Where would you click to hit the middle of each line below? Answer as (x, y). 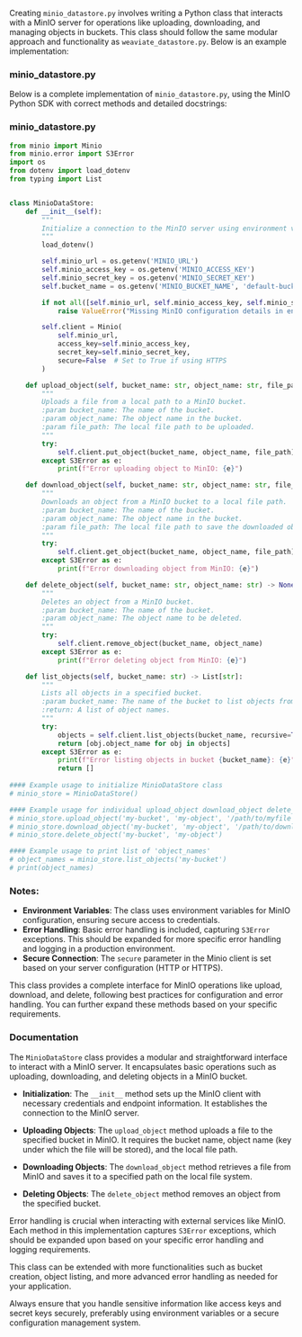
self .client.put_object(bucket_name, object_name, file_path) (176, 452)
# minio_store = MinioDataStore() (74, 794)
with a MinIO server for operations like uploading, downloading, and (135, 22)
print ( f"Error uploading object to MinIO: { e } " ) (150, 469)
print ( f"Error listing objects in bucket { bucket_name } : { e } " (176, 760)
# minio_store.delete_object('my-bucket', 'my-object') (116, 835)
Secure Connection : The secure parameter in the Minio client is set (147, 958)
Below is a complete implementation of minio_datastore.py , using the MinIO (150, 94)
